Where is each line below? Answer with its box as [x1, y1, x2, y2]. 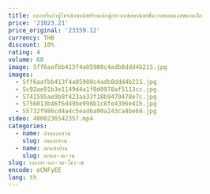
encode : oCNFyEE [8, 166, 62, 174]
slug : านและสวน [22, 136, 68, 145]
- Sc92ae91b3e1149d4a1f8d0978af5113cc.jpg [15, 85, 157, 93]
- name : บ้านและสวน [15, 129, 71, 137]
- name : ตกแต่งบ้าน [15, 144, 69, 152]
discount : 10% [8, 41, 55, 49]
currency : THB [8, 33, 55, 42]
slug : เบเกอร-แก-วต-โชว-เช [8, 159, 84, 167]
